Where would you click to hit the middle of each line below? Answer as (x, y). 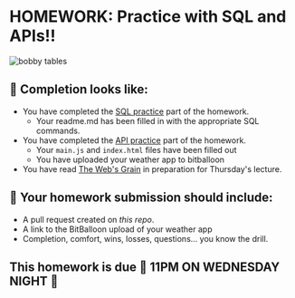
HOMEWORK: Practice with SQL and (148, 17)
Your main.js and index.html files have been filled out (136, 149)
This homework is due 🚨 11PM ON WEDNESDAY (145, 267)
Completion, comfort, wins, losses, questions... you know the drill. (145, 238)
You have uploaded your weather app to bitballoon (130, 159)
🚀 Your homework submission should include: (141, 198)
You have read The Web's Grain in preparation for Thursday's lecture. (152, 168)
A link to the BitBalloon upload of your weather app (117, 229)
